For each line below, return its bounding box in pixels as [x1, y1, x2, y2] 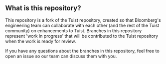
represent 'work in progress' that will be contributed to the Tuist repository [5, 33, 159, 39]
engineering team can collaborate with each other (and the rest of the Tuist [5, 22, 160, 28]
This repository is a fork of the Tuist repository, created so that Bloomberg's [5, 17, 161, 23]
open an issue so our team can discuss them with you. [5, 53, 117, 59]
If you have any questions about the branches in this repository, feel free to [5, 48, 160, 54]
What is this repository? [5, 4, 81, 12]
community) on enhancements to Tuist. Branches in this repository [5, 27, 142, 34]
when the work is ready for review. [5, 38, 76, 44]
